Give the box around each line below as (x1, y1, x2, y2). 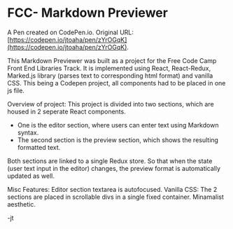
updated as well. (7, 172, 55, 180)
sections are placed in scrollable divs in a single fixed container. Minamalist (7, 193, 224, 201)
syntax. (17, 128, 39, 137)
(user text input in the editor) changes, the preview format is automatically (7, 164, 221, 172)
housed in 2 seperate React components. (7, 107, 126, 116)
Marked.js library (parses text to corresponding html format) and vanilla (7, 71, 213, 80)
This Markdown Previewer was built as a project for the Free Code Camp (7, 56, 217, 64)
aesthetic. (7, 200, 36, 208)
